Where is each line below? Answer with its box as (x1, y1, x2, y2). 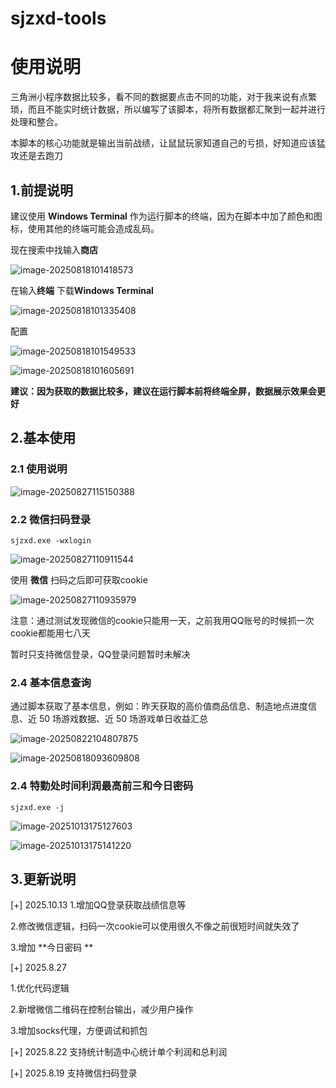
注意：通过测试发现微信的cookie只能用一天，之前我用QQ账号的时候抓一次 (10, 614, 315, 626)
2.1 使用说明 (10, 462, 68, 476)
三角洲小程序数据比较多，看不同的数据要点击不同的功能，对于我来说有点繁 (10, 91, 317, 103)
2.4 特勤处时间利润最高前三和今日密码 (10, 779, 194, 793)
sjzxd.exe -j (10, 802, 65, 812)
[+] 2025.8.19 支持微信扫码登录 (10, 1067, 138, 1079)
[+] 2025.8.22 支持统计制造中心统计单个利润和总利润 (10, 1046, 228, 1058)
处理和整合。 (10, 116, 63, 128)
